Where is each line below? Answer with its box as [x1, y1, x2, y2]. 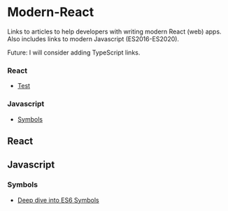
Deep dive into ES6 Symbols [17, 196, 99, 204]
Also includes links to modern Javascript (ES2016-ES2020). [7, 34, 180, 43]
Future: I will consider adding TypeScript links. [7, 48, 141, 57]
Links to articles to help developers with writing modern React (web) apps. [7, 27, 222, 36]
